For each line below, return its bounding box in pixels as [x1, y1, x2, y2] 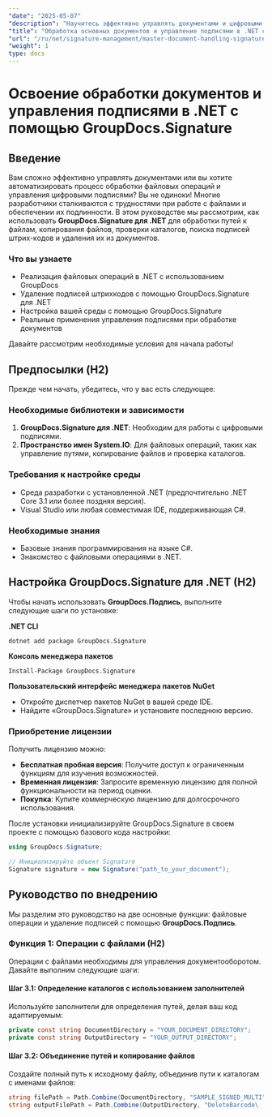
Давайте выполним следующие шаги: [8, 964, 140, 974]
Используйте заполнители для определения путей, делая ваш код [8, 1002, 238, 1012]
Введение [8, 151, 62, 165]
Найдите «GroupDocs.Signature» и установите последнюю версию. [19, 705, 253, 715]
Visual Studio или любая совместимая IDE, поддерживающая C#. [19, 505, 246, 514]
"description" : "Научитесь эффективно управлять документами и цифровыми [8, 19, 263, 28]
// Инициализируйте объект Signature [8, 857, 136, 866]
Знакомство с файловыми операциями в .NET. [19, 552, 182, 561]
